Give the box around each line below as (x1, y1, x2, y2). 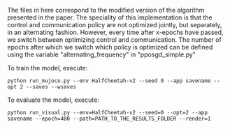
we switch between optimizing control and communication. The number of (7, 36, 222, 44)
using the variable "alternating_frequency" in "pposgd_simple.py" (7, 50, 196, 59)
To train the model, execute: (7, 64, 88, 72)
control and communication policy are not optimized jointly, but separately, (7, 21, 222, 29)
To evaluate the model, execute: (7, 96, 99, 104)
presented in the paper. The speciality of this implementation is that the (7, 13, 213, 22)
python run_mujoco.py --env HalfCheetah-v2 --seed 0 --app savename (7, 77, 211, 84)
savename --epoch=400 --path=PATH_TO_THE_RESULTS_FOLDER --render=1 (7, 115, 211, 122)
